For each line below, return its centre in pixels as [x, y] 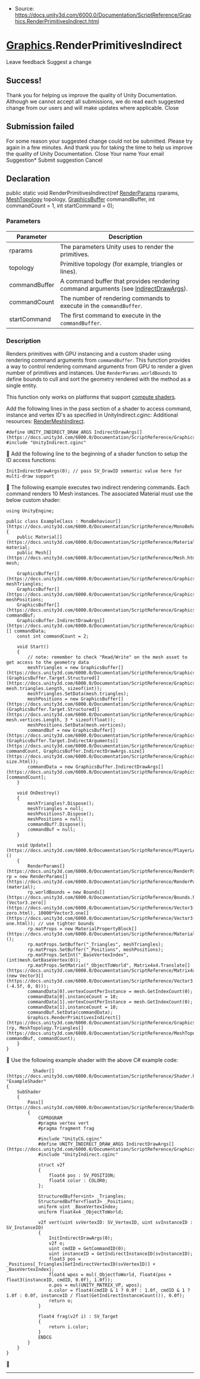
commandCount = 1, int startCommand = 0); [60, 206]
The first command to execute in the [111, 315]
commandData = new [50, 767]
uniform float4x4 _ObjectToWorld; [81, 1212]
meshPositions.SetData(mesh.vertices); [77, 725]
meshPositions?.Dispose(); [61, 814]
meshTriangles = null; [56, 808]
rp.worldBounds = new [54, 892]
